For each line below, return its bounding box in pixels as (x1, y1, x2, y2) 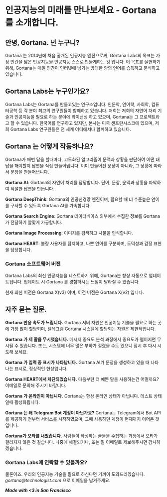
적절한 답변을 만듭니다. (10, 185, 55, 192)
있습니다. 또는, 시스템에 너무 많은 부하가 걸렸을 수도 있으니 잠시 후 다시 (19, 342, 157, 349)
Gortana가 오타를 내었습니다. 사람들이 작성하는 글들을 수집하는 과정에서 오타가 (5, 433, 158, 439)
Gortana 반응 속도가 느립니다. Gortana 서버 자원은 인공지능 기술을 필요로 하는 (5, 319, 157, 325)
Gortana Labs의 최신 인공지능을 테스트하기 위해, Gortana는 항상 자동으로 (5, 272, 148, 278)
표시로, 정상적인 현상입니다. (14, 366, 68, 372)
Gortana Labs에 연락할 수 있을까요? (5, 459, 87, 466)
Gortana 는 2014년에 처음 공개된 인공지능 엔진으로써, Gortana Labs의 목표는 (5, 53, 155, 58)
